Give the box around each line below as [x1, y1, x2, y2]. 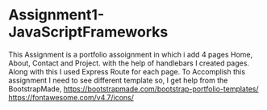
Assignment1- [8, 6, 105, 24]
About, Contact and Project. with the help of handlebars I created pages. [8, 58, 250, 68]
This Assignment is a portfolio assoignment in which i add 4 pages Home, [8, 49, 253, 59]
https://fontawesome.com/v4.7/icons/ [8, 92, 135, 102]
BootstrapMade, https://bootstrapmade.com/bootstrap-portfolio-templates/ [8, 83, 260, 94]
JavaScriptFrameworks [8, 23, 169, 41]
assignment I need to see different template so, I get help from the [8, 75, 228, 85]
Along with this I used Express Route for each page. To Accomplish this [8, 66, 246, 76]
